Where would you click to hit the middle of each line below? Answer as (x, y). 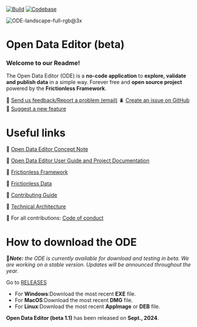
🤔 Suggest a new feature (36, 109)
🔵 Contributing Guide (32, 195)
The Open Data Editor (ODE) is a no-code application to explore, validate (96, 76)
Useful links (36, 133)
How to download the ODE (72, 242)
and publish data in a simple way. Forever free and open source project (94, 82)
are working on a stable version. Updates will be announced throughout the (98, 265)
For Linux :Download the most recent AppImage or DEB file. (88, 307)
